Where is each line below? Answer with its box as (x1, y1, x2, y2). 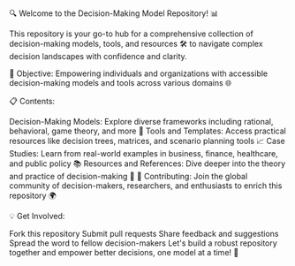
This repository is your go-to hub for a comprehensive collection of (9, 28, 253, 39)
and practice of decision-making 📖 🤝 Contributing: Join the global (9, 171, 248, 181)
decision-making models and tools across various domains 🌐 (9, 78, 232, 87)
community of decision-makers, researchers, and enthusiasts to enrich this (9, 180, 283, 191)
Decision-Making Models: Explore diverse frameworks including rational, (9, 117, 274, 126)
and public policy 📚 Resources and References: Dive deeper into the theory (9, 158, 285, 169)
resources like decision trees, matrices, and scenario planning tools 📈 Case (9, 136, 285, 146)
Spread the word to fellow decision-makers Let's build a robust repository (9, 238, 278, 248)
